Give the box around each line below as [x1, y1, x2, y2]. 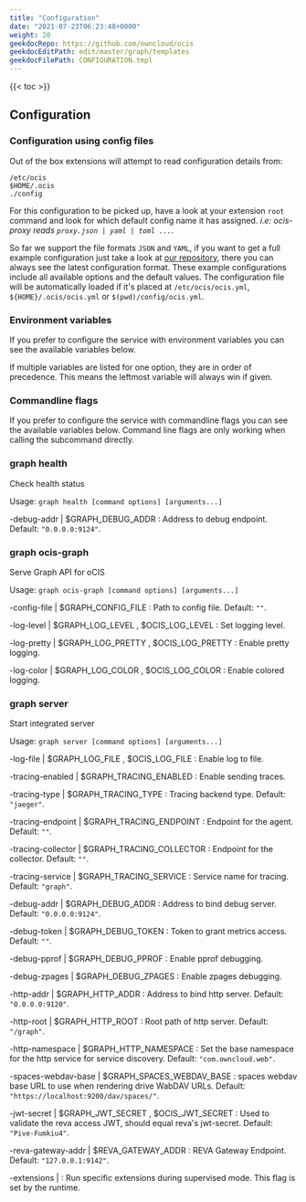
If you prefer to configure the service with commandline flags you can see [9, 415, 289, 426]
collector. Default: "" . [9, 853, 90, 864]
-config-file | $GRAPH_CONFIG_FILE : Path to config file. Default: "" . [9, 602, 267, 613]
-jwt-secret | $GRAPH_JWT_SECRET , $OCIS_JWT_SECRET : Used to [9, 1108, 269, 1119]
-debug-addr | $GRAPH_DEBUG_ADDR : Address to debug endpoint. [9, 513, 268, 524]
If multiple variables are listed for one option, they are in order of [9, 362, 252, 373]
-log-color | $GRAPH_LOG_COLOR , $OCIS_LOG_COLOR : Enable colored [9, 664, 285, 676]
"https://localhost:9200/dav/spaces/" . [9, 1091, 160, 1102]
